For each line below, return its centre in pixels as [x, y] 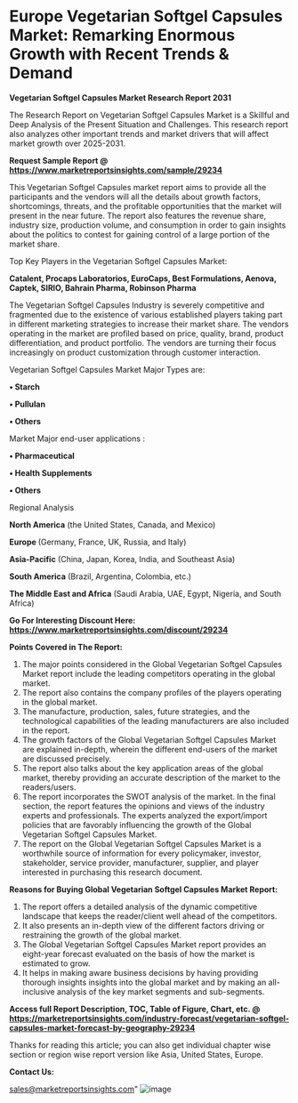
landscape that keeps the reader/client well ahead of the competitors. [149, 916]
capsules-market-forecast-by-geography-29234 [102, 1027]
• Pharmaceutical [42, 455]
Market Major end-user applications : [77, 439]
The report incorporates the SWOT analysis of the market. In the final [149, 796]
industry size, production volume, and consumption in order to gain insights [148, 225]
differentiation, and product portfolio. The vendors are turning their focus [143, 342]
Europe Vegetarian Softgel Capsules [146, 16]
